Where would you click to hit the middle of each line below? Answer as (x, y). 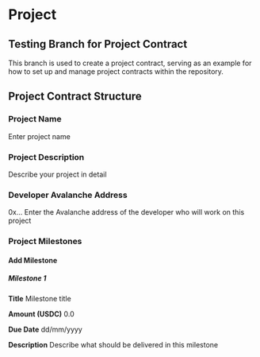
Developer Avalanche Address (68, 195)
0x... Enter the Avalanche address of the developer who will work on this (126, 212)
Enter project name (40, 136)
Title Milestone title (40, 298)
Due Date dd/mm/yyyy (46, 329)
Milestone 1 (27, 278)
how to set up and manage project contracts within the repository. (116, 72)
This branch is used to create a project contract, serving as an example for (130, 63)
